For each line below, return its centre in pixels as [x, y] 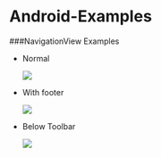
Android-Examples [80, 17]
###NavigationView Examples [64, 41]
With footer [43, 92]
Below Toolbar [49, 126]
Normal [36, 58]
